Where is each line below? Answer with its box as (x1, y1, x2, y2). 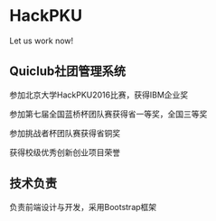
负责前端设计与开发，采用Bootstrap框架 (9, 201, 157, 212)
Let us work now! (9, 35, 74, 46)
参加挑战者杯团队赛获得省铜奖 (9, 127, 120, 138)
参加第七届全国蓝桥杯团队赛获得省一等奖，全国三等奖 (9, 108, 208, 119)
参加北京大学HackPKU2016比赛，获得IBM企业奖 (9, 89, 189, 100)
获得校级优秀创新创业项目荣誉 (9, 146, 120, 158)
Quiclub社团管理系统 (9, 64, 127, 79)
